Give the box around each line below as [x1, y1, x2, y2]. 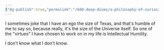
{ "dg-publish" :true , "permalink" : [5, 7, 73, 12]
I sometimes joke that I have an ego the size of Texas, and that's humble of [5, 20, 156, 26]
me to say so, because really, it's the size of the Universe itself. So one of [5, 25, 153, 32]
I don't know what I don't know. [5, 40, 68, 46]
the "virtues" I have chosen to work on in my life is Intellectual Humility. [5, 31, 148, 36]
